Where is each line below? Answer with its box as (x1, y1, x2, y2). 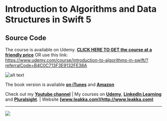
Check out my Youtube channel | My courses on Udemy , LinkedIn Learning (5, 91, 162, 97)
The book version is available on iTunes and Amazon (5, 81, 114, 87)
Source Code (5, 34, 46, 42)
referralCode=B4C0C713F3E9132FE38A (5, 63, 87, 68)
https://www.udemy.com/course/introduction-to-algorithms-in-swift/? (5, 57, 149, 63)
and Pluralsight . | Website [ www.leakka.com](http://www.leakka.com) (5, 96, 154, 102)
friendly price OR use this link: (5, 52, 68, 58)
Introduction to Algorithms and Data (5, 3, 157, 15)
